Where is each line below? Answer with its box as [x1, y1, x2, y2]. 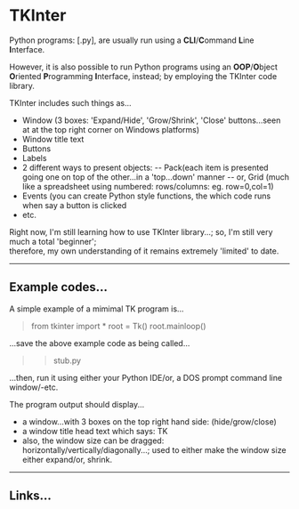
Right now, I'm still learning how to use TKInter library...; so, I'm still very [9, 226, 273, 237]
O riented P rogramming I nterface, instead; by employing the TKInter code [9, 70, 278, 81]
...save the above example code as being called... [9, 337, 190, 348]
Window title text [21, 133, 85, 144]
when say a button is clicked [21, 199, 127, 210]
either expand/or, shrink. [21, 454, 113, 465]
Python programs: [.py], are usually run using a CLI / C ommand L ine [9, 35, 255, 45]
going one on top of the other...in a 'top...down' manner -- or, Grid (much [21, 171, 290, 182]
